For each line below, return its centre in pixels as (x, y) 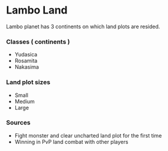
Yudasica (26, 55)
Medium (25, 101)
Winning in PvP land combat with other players (71, 142)
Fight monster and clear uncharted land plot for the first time (88, 135)
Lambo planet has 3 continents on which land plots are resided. (83, 26)
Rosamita (26, 61)
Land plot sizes (28, 82)
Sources (18, 123)
